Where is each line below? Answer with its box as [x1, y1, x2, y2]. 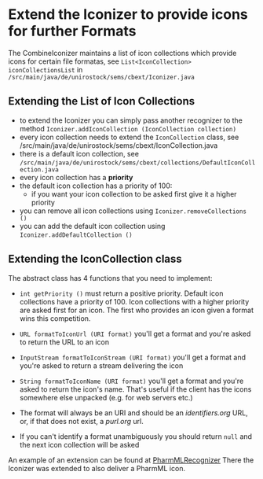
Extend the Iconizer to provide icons [8, 6, 249, 24]
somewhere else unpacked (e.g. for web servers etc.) [19, 392, 194, 402]
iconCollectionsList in [8, 64, 83, 74]
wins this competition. [19, 313, 91, 323]
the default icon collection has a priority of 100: [19, 181, 173, 190]
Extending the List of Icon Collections [8, 94, 195, 108]
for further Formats [8, 22, 137, 40]
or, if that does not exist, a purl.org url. [19, 416, 144, 426]
